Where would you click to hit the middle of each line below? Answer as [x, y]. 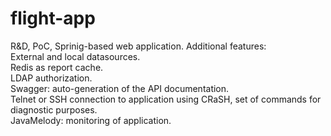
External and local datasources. [75, 56]
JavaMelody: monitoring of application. [91, 120]
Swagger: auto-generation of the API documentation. [120, 88]
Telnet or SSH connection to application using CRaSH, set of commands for [166, 99]
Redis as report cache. [57, 67]
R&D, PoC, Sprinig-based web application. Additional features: [138, 46]
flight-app [53, 18]
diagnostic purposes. [54, 109]
